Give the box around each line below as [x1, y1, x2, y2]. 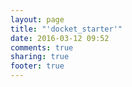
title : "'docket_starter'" [10, 24, 123, 34]
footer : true [10, 61, 65, 71]
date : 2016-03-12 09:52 [10, 33, 110, 43]
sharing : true [10, 52, 70, 62]
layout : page [10, 14, 65, 25]
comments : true [10, 42, 74, 53]
